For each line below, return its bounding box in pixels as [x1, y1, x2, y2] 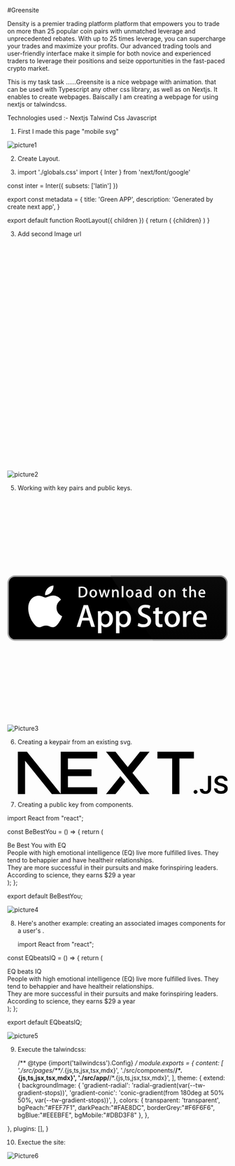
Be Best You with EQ [7, 841, 66, 849]
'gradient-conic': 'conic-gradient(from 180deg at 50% [69, 1088, 225, 1097]
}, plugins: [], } [7, 1124, 49, 1132]
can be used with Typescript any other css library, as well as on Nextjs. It [7, 85, 218, 93]
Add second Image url [17, 230, 82, 238]
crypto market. [7, 64, 50, 72]
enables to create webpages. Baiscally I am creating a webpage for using [7, 92, 219, 101]
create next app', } [7, 203, 61, 211]
